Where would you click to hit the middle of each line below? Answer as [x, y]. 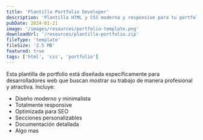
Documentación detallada [47, 124]
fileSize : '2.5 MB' [31, 46]
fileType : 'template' [34, 40]
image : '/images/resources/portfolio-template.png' [72, 29]
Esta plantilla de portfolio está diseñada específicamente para [83, 74]
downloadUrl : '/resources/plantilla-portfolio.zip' [72, 34]
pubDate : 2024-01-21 [32, 23]
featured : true [25, 51]
